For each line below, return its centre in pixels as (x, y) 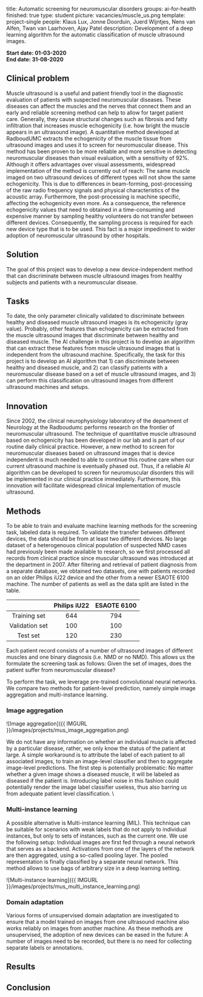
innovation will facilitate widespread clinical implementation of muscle (93, 486)
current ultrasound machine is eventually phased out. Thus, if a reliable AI (98, 466)
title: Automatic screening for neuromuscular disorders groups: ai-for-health (101, 9)
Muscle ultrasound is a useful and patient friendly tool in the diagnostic (95, 93)
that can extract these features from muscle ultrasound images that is (93, 348)
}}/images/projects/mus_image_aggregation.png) (68, 730)
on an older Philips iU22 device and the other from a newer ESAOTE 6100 (98, 578)
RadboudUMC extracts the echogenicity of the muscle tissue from (89, 138)
